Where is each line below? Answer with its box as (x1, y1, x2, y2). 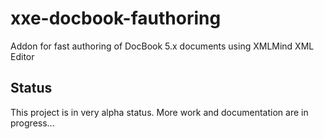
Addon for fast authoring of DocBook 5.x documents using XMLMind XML (10, 40, 315, 52)
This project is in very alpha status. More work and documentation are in (10, 106, 309, 118)
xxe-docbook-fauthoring (10, 7, 222, 30)
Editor (10, 50, 35, 62)
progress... (10, 117, 55, 129)
